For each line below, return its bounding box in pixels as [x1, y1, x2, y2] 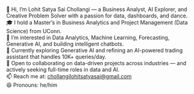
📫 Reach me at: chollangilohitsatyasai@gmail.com [6, 73, 132, 80]
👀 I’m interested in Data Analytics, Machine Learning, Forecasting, [6, 34, 170, 41]
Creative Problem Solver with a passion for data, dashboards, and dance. [6, 12, 188, 19]
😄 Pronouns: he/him [6, 81, 57, 89]
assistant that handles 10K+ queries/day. [6, 53, 107, 60]
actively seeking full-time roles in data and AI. [6, 66, 120, 73]
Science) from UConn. [6, 28, 62, 34]
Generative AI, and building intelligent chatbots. [6, 40, 124, 48]
